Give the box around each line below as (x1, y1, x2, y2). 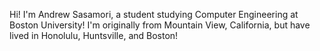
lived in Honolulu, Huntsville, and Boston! (9, 30, 179, 41)
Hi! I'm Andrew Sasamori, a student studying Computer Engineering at (9, 9, 299, 20)
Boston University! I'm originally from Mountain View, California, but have (9, 19, 311, 31)
